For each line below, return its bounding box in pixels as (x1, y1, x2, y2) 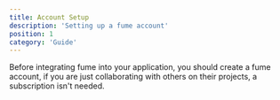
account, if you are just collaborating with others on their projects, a (9, 72, 258, 82)
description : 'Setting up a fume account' (9, 21, 169, 30)
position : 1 (9, 29, 53, 38)
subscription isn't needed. (9, 81, 105, 91)
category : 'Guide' (9, 37, 77, 47)
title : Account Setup (9, 12, 90, 22)
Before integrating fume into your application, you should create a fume (9, 62, 271, 73)
